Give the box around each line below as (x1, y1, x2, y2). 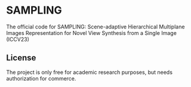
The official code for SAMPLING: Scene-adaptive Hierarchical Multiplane (6, 23, 185, 30)
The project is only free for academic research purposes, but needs (6, 69, 173, 76)
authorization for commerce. (6, 75, 76, 82)
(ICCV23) (6, 36, 30, 43)
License (6, 53, 36, 63)
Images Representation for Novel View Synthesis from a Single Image (6, 29, 177, 36)
